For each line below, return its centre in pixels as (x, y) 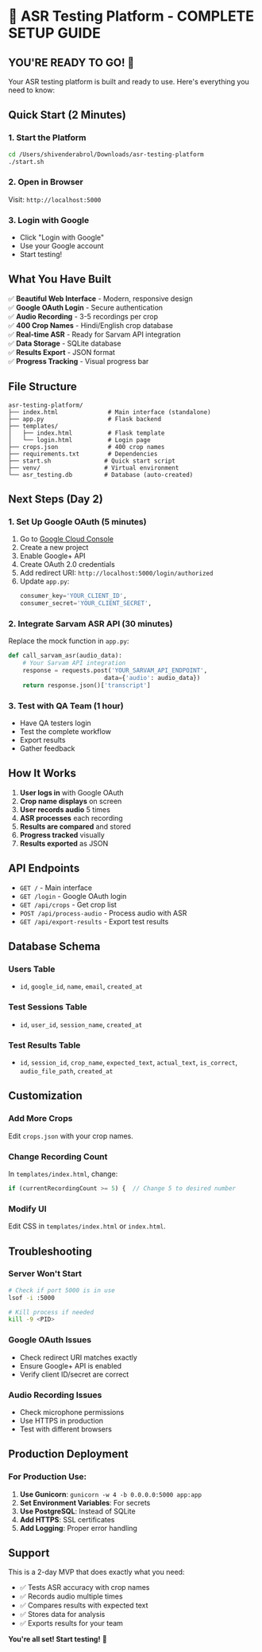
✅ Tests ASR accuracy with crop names (85, 1588)
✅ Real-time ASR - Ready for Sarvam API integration (94, 334)
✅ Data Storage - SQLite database (65, 343)
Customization (46, 1096)
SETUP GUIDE (54, 33)
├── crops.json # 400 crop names (87, 447)
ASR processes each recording (71, 818)
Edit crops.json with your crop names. (71, 1136)
